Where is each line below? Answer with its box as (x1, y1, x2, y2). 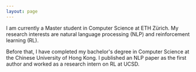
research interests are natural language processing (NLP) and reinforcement (6, 30, 190, 38)
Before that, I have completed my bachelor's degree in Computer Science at (6, 48, 190, 55)
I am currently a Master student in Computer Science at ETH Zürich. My (6, 24, 179, 31)
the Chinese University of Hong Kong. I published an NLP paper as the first (6, 54, 187, 61)
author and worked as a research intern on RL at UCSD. (6, 60, 140, 67)
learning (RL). (6, 37, 39, 44)
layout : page (6, 8, 38, 15)
